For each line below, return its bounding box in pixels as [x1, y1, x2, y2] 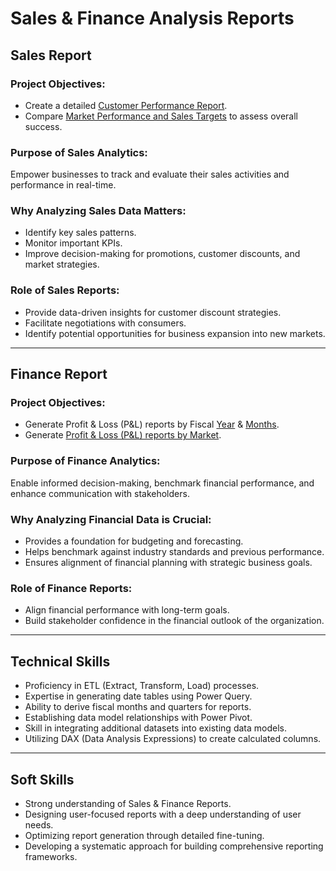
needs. [24, 818, 54, 831]
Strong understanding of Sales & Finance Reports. [24, 797, 232, 809]
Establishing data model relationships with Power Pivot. [24, 712, 253, 724]
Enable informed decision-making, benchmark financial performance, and [10, 477, 315, 489]
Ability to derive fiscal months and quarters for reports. [24, 701, 252, 713]
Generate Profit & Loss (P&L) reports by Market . [24, 429, 222, 441]
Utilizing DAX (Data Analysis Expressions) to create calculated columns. [24, 733, 322, 745]
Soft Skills [10, 771, 75, 788]
